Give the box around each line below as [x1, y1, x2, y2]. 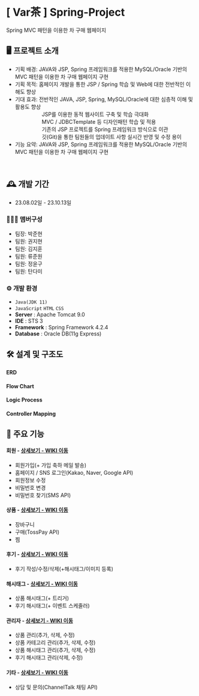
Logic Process [6, 396, 43, 403]
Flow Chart [6, 382, 34, 389]
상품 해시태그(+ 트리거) [14, 594, 70, 602]
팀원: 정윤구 [14, 260, 43, 267]
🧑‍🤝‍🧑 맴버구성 [6, 215, 43, 224]
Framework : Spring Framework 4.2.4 [14, 324, 108, 331]
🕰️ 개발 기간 [6, 179, 49, 189]
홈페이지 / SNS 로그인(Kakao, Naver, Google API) [14, 469, 134, 476]
